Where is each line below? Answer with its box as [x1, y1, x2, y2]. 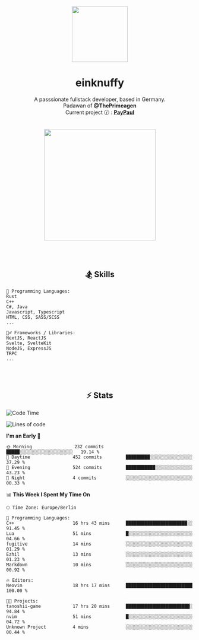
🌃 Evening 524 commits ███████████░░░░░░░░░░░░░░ [6, 464, 193, 470]
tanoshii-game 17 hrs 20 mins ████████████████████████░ [6, 603, 193, 609]
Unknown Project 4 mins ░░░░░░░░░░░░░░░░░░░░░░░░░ [6, 624, 193, 630]
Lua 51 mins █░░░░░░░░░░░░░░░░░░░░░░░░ [6, 530, 193, 537]
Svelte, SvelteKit [6, 340, 52, 346]
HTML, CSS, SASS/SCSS [6, 314, 60, 320]
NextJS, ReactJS [6, 335, 46, 341]
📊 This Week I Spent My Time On [6, 490, 90, 498]
